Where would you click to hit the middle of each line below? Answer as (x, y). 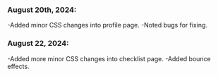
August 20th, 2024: (42, 10)
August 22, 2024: (38, 44)
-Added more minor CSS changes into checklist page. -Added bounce (109, 58)
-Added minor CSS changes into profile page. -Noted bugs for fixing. (108, 25)
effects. (18, 66)
